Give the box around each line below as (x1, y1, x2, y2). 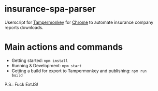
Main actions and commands (4, 42, 123, 53)
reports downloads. (4, 24, 43, 30)
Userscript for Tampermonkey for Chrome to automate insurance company (4, 19, 154, 25)
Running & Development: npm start (11, 62, 82, 68)
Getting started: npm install (11, 57, 68, 63)
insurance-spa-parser (4, 3, 96, 15)
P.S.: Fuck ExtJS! (4, 81, 39, 87)
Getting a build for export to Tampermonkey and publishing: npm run (11, 68, 147, 74)
